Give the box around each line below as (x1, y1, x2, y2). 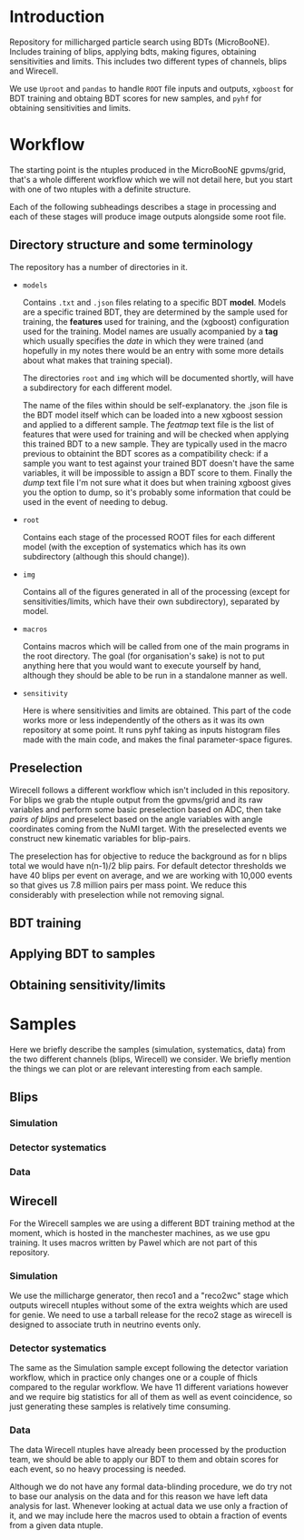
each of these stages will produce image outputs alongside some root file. (9, 211, 287, 222)
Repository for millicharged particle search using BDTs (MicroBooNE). (9, 36, 270, 47)
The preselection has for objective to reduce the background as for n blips (9, 851, 288, 861)
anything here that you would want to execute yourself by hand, (22, 659, 261, 670)
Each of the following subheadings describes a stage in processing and (9, 201, 277, 212)
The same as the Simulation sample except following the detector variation (9, 1363, 289, 1374)
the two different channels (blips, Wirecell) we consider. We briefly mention (9, 1053, 291, 1064)
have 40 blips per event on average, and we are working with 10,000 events (9, 870, 293, 881)
